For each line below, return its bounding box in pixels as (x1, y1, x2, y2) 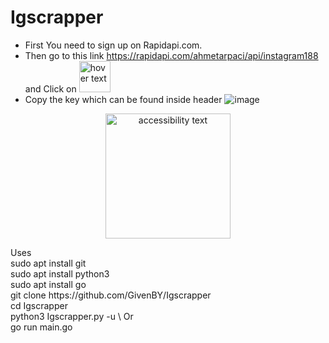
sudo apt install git (10, 257, 87, 269)
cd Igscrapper (10, 299, 68, 311)
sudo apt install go (10, 278, 87, 290)
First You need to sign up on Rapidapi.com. (24, 39, 203, 51)
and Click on (24, 82, 77, 95)
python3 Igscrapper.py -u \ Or (10, 310, 134, 322)
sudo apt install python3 (10, 267, 110, 280)
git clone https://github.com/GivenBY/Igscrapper (10, 289, 212, 301)
